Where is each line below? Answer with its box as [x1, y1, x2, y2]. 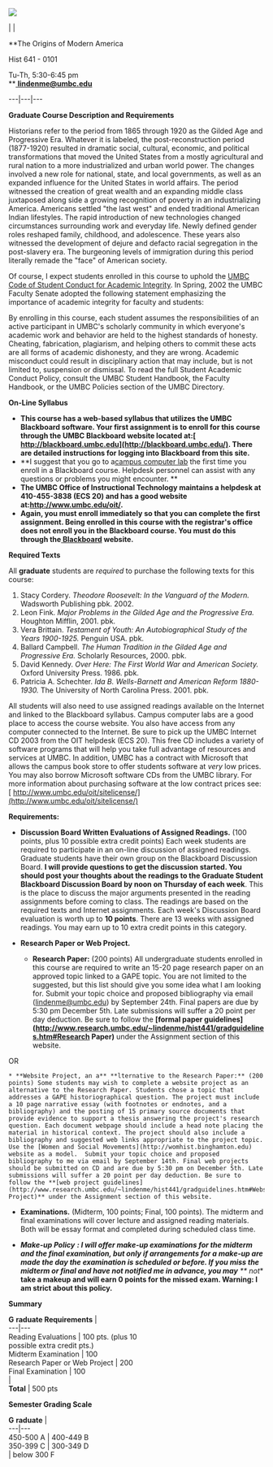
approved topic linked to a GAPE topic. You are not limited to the [32, 971, 247, 981]
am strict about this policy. [19, 1283, 113, 1292]
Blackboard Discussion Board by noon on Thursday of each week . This [19, 879, 264, 889]
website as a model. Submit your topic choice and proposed [8, 1150, 220, 1158]
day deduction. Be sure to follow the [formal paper [32, 1014, 203, 1024]
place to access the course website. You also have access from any [8, 718, 236, 727]
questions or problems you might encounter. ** [19, 474, 179, 484]
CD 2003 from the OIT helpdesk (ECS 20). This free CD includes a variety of [8, 736, 264, 745]
